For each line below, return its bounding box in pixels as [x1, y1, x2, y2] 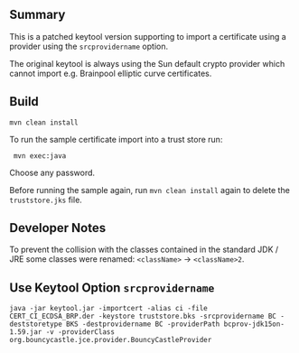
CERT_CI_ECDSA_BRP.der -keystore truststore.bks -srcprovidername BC [9, 311, 277, 321]
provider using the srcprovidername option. [9, 41, 169, 51]
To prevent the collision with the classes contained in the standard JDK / [9, 244, 279, 255]
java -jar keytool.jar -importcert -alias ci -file [9, 304, 208, 313]
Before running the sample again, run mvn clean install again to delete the [9, 184, 291, 195]
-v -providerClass [45, 328, 116, 337]
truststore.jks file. [9, 194, 83, 205]
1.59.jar [9, 328, 42, 337]
